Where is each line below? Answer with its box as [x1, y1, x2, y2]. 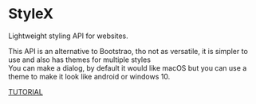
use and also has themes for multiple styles [8, 55, 152, 64]
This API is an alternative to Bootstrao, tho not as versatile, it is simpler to [8, 46, 249, 56]
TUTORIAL [8, 87, 44, 96]
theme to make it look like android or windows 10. [8, 71, 171, 81]
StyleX [8, 5, 54, 23]
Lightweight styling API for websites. [8, 31, 129, 40]
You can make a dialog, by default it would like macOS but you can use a [8, 63, 247, 72]
